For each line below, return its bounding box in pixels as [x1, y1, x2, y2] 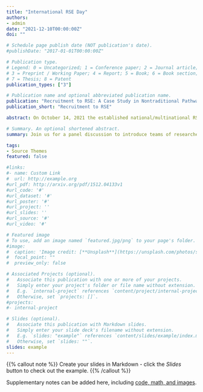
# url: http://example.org [6, 176, 77, 182]
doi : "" [6, 32, 26, 38]
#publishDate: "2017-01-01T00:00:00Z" [6, 48, 104, 55]
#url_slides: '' [6, 210, 47, 216]
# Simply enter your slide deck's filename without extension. [6, 327, 174, 333]
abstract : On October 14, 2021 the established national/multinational [6, 115, 190, 121]
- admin [6, 20, 26, 26]
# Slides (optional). [6, 316, 61, 322]
